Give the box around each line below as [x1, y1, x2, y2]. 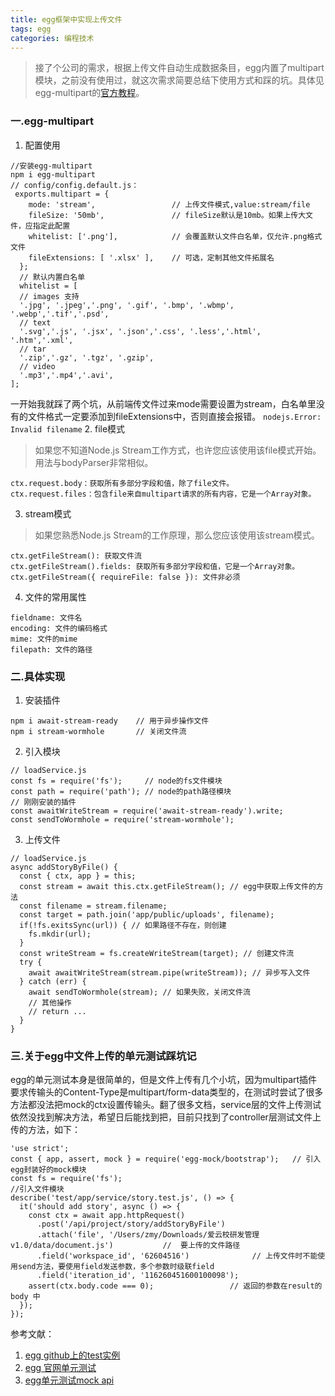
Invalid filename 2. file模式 [10, 422, 126, 435]
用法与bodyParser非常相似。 [34, 456, 154, 468]
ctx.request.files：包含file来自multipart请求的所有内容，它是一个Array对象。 [10, 489, 317, 499]
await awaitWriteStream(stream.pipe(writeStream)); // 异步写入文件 [28, 967, 311, 978]
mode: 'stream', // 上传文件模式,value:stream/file [28, 199, 311, 210]
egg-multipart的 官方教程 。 [34, 87, 145, 99]
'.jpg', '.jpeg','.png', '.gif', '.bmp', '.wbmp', [19, 300, 235, 310]
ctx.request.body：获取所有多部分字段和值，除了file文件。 [10, 478, 235, 488]
